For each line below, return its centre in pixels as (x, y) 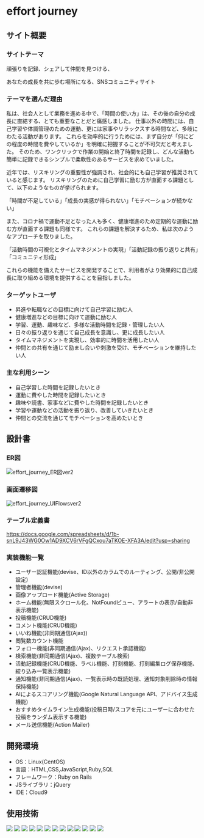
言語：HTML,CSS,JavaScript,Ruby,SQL (64, 770)
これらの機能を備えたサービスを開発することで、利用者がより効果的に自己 (100, 270)
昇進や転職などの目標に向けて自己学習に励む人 (74, 309)
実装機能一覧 (25, 557)
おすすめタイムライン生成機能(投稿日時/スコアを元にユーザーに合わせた (105, 710)
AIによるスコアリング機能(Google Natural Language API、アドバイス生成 (106, 694)
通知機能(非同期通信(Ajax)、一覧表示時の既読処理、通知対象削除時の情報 (106, 679)
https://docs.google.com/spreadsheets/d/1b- (63, 534)
